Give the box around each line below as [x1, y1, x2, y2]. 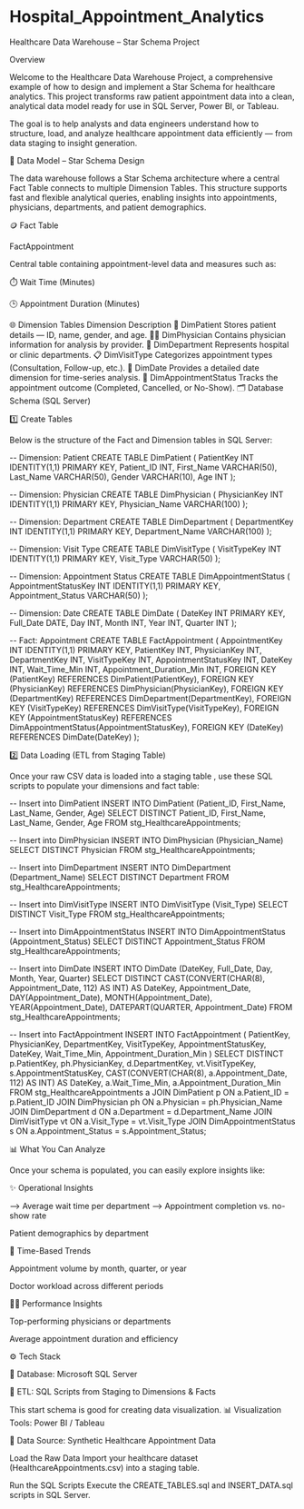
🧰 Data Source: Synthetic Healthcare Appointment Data [9, 1435, 216, 1445]
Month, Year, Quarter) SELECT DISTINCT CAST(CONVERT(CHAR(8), [9, 972, 266, 983]
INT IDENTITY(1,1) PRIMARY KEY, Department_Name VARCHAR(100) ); [9, 525, 272, 537]
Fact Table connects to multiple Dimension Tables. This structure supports [9, 182, 288, 193]
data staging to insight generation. [9, 137, 138, 148]
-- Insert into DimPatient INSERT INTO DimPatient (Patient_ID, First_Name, [9, 798, 286, 809]
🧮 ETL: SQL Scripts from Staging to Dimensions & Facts [9, 1385, 216, 1396]
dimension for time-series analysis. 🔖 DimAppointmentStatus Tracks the [9, 372, 279, 382]
